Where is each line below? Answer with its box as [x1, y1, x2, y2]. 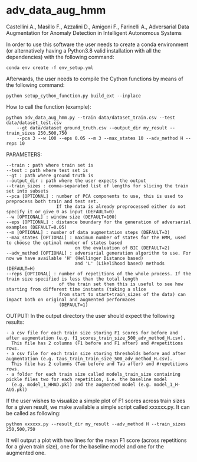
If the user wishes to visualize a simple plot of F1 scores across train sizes [6, 397, 186, 404]
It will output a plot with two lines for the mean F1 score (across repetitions [6, 437, 187, 444]
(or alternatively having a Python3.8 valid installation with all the [6, 47, 161, 54]
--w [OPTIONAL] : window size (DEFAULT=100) [6, 214, 117, 220]
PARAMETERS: [6, 151, 42, 158]
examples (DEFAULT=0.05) [6, 224, 67, 230]
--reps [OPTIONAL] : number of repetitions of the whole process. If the [6, 271, 192, 276]
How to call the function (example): [6, 103, 91, 110]
